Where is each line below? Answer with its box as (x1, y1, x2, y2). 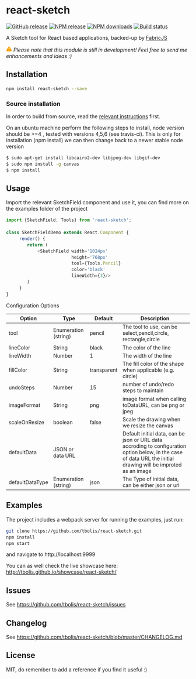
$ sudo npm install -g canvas (6, 161, 80, 167)
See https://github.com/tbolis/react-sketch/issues (6, 601, 126, 608)
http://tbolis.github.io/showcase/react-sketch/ (6, 568, 117, 575)
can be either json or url (122, 482, 180, 489)
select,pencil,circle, (122, 330, 169, 337)
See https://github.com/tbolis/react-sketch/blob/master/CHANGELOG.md (6, 633, 183, 641)
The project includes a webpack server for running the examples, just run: (6, 516, 184, 523)
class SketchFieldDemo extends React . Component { (6, 229, 129, 236)
